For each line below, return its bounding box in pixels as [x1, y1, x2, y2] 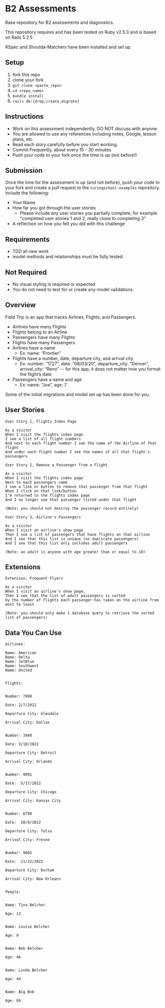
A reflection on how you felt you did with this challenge [12, 221, 125, 227]
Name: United [5, 668, 32, 673]
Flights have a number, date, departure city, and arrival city [12, 355, 133, 361]
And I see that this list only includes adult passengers [5, 541, 128, 545]
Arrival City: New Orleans [5, 876, 61, 882]
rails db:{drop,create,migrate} [12, 99, 80, 104]
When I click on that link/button [5, 488, 77, 493]
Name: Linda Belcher [5, 968, 48, 973]
